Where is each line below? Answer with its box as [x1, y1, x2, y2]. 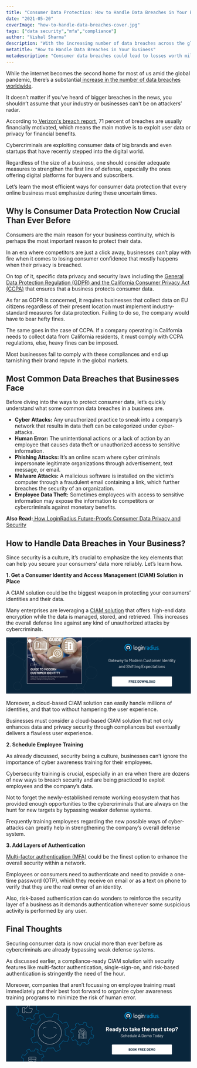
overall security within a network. [6, 859, 87, 866]
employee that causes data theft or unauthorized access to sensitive [14, 441, 181, 448]
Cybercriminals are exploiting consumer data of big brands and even [6, 141, 172, 148]
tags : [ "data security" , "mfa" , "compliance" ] [6, 28, 117, 34]
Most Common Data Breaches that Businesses [6, 373, 179, 383]
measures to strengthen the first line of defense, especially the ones [6, 165, 171, 172]
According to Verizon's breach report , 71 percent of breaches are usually [6, 118, 182, 125]
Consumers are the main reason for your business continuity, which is [6, 231, 175, 238]
